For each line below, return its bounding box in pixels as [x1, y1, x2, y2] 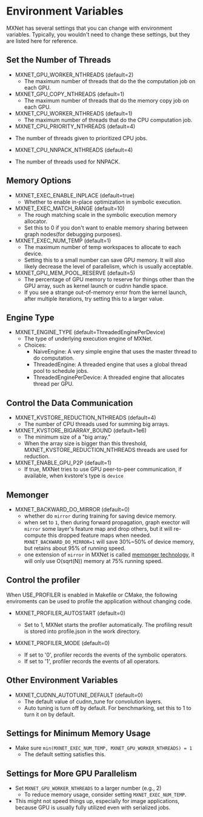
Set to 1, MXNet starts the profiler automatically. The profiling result [24, 621, 193, 628]
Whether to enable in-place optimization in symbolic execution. [24, 198, 182, 205]
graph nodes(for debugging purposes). [24, 230, 122, 238]
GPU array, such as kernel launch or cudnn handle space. [24, 282, 168, 289]
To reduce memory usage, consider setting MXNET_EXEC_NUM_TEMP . [24, 791, 187, 798]
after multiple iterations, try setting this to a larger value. [24, 295, 164, 302]
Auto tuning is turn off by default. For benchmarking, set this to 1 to [24, 704, 192, 711]
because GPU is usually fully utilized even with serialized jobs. [15, 804, 171, 812]
